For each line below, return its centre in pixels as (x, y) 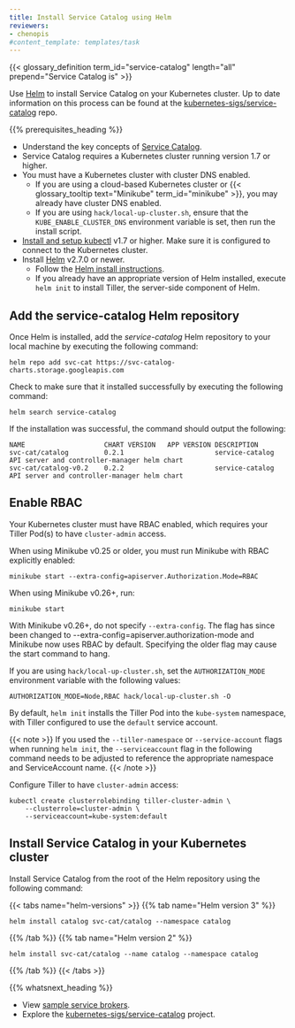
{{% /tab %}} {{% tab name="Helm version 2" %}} (101, 938)
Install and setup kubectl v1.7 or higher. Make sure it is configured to (146, 241)
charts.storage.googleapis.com (67, 371)
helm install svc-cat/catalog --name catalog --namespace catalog (134, 954)
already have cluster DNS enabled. (98, 203)
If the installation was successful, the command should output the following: (147, 429)
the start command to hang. (60, 653)
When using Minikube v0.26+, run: (72, 593)
